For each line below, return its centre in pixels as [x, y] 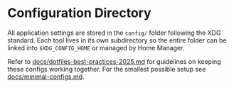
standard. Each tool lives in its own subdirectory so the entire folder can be [117, 40]
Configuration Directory [79, 13]
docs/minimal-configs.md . [46, 77]
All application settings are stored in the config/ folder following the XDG [114, 33]
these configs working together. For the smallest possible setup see [107, 69]
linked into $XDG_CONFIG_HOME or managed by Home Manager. [96, 48]
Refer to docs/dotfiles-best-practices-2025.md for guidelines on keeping [115, 61]
